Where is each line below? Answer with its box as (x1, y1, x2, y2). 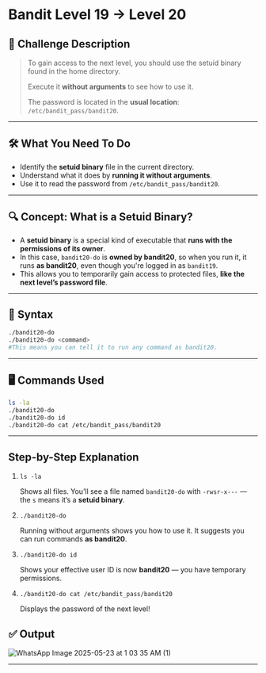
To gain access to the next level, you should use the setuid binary (27, 58, 241, 67)
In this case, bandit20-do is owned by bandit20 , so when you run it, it (19, 252, 247, 262)
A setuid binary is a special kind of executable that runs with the (19, 235, 233, 245)
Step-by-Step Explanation (8, 450, 139, 464)
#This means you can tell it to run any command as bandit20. (8, 343, 218, 352)
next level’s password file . (19, 277, 108, 287)
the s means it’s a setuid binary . (19, 495, 125, 505)
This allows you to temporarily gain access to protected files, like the (19, 269, 245, 278)
